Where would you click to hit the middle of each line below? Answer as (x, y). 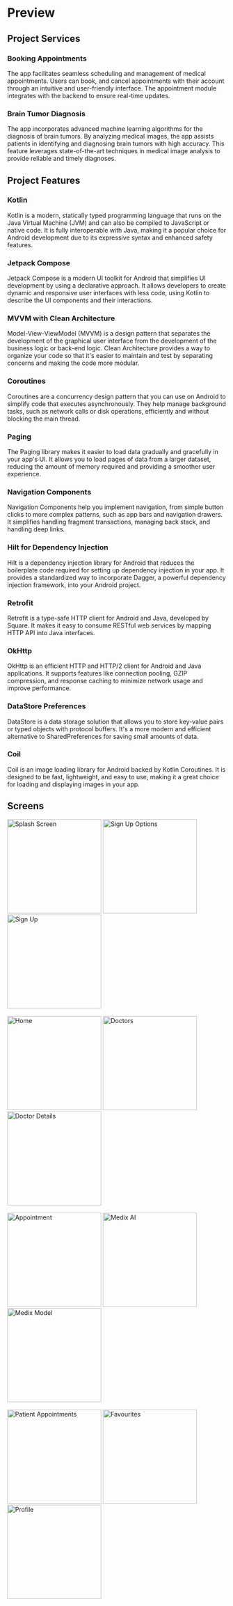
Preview (31, 13)
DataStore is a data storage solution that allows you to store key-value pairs (115, 722)
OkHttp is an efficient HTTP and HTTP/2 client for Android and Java (104, 666)
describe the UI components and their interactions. (80, 300)
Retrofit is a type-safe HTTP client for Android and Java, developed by (108, 618)
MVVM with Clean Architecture (61, 318)
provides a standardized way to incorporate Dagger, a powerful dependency (116, 577)
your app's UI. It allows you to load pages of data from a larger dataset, (109, 459)
